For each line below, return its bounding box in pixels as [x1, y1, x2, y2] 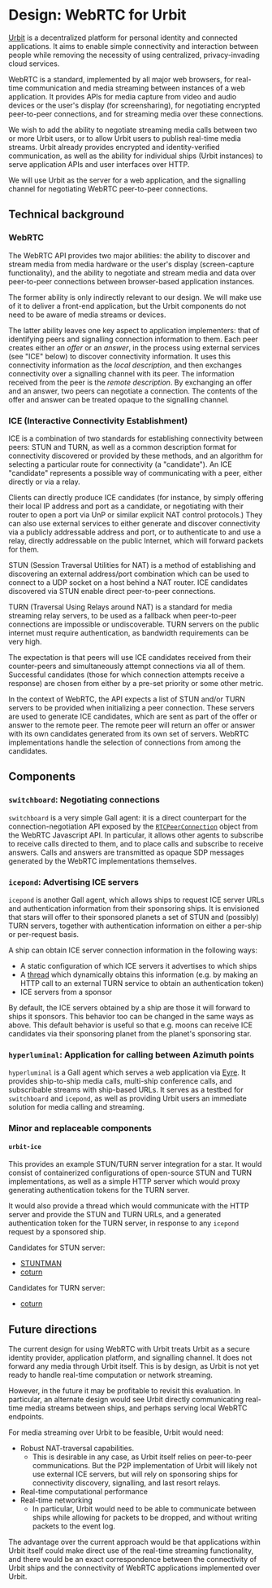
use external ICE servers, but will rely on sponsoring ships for [32, 1469, 238, 1480]
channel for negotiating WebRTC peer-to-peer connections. [8, 183, 209, 193]
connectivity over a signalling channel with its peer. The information [8, 368, 235, 378]
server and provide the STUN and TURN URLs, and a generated [8, 1210, 222, 1220]
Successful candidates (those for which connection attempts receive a [8, 670, 245, 680]
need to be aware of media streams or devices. [8, 310, 166, 319]
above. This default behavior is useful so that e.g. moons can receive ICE [8, 1020, 253, 1030]
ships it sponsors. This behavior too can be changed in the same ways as [8, 1011, 254, 1021]
